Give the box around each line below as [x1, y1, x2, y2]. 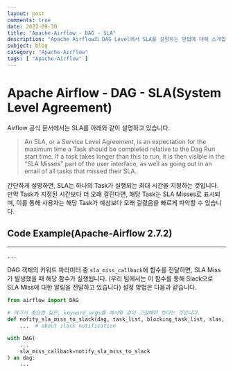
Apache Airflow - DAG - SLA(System [7, 85, 222, 100]
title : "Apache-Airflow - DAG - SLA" [7, 29, 116, 37]
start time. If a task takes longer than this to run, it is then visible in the [24, 152, 225, 160]
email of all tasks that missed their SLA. [24, 167, 137, 175]
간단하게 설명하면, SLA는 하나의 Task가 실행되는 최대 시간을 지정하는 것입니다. [7, 181, 219, 189]
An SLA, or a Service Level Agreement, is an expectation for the [24, 137, 207, 145]
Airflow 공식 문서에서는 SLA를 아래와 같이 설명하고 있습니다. [7, 123, 171, 132]
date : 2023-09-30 [7, 23, 58, 30]
